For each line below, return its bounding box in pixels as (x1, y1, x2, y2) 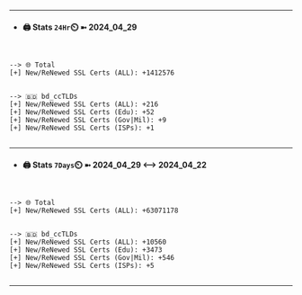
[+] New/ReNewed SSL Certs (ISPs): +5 (9, 262, 155, 271)
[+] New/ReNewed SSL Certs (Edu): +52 (9, 108, 155, 117)
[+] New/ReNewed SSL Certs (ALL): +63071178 (9, 206, 179, 216)
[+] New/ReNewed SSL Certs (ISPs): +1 (9, 123, 155, 133)
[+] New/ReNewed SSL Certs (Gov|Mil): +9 (9, 116, 167, 125)
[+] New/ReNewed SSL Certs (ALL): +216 (9, 100, 159, 109)
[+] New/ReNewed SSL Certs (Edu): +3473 (9, 246, 164, 255)
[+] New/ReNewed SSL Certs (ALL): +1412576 (9, 68, 175, 77)
